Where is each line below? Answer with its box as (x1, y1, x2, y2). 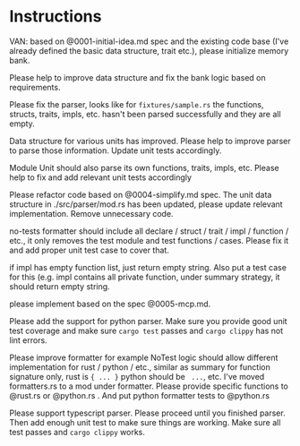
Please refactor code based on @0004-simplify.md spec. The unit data (9, 189, 272, 200)
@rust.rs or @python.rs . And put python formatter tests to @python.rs (9, 390, 270, 400)
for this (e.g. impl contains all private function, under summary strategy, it (9, 271, 280, 282)
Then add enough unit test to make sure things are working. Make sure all (9, 416, 281, 427)
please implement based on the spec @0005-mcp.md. (9, 298, 211, 309)
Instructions (9, 6, 102, 27)
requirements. (9, 81, 61, 92)
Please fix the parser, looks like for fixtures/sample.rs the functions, (9, 99, 264, 109)
